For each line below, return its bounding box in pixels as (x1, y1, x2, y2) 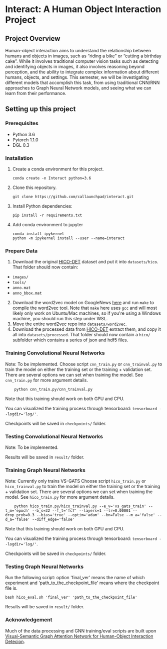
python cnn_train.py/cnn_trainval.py (14, 387, 93, 392)
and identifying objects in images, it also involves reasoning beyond (5, 64, 145, 69)
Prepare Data (5, 247, 38, 254)
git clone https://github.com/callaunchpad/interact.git (12, 194, 134, 199)
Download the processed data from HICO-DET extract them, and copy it (12, 326, 161, 332)
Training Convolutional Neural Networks (5, 349, 105, 356)
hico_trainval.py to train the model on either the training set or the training (5, 484, 160, 490)
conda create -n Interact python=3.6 (12, 175, 91, 180)
